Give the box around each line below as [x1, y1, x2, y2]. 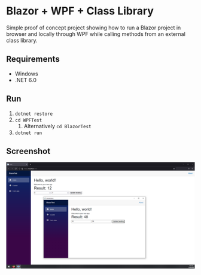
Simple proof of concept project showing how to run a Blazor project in [6, 24, 181, 31]
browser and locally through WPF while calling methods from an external [6, 30, 185, 37]
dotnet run [14, 130, 42, 136]
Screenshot [6, 146, 51, 156]
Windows [14, 70, 38, 77]
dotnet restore [14, 111, 53, 117]
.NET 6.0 [14, 76, 37, 83]
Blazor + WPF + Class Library [6, 4, 154, 18]
